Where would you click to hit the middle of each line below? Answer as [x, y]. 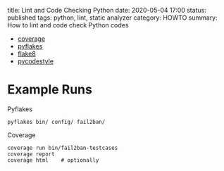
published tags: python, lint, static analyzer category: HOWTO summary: [113, 18]
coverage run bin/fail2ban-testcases [63, 148]
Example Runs [50, 90]
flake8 [27, 53]
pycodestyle [36, 61]
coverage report [31, 154]
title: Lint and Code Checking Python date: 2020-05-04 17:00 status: [107, 10]
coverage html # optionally [53, 160]
